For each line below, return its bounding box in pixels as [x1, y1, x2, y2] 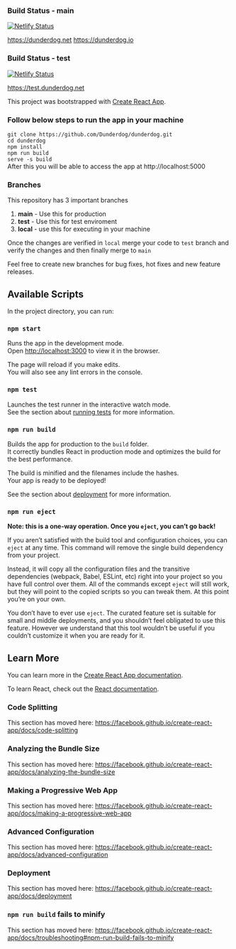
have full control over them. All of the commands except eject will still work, [7, 580, 230, 589]
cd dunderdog [7, 137, 46, 144]
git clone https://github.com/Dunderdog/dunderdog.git [7, 131, 173, 138]
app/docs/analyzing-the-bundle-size [7, 767, 116, 776]
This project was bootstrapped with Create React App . [7, 97, 167, 105]
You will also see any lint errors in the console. [7, 368, 143, 377]
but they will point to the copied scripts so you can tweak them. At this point [7, 587, 229, 596]
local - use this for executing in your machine [17, 225, 151, 233]
